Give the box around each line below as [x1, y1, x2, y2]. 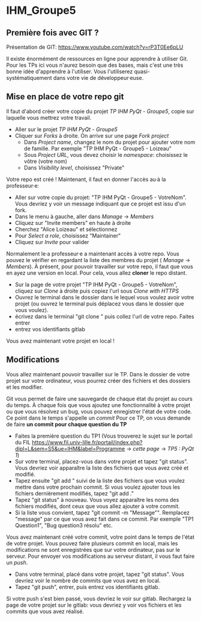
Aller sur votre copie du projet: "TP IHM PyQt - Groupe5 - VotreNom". [14, 194, 187, 201]
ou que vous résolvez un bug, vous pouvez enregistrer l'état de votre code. [6, 408, 192, 415]
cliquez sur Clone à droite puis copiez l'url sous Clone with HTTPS [14, 287, 179, 295]
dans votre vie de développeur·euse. [53, 75, 144, 81]
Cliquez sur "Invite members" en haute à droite [14, 219, 131, 226]
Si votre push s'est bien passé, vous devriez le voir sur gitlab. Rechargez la [6, 595, 192, 602]
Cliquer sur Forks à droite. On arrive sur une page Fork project [14, 132, 169, 139]
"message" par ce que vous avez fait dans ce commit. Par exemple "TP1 [14, 515, 194, 522]
